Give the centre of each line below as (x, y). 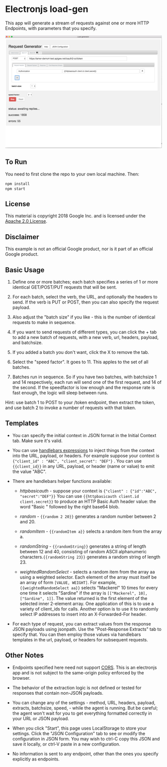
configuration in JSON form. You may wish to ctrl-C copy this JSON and (86, 739)
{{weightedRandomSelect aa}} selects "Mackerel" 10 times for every (89, 588)
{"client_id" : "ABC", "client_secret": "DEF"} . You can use (77, 461)
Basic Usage (25, 270)
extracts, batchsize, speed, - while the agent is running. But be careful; (85, 708)
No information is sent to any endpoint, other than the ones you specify (85, 754)
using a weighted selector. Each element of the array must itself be (88, 577)
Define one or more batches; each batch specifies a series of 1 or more (85, 282)
